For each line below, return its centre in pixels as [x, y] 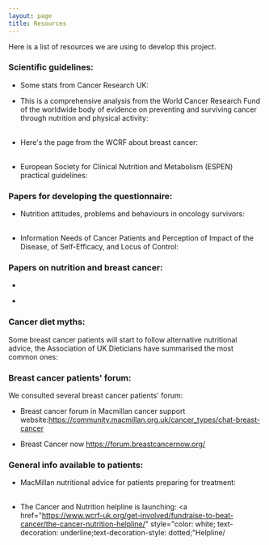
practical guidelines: [54, 175]
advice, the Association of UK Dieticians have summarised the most [121, 348]
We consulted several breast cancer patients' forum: [96, 395]
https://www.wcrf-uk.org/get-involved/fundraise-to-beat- [138, 516]
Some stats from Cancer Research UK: [84, 85]
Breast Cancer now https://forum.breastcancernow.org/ [113, 444]
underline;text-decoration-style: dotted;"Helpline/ [143, 533]
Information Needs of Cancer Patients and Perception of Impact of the [137, 238]
